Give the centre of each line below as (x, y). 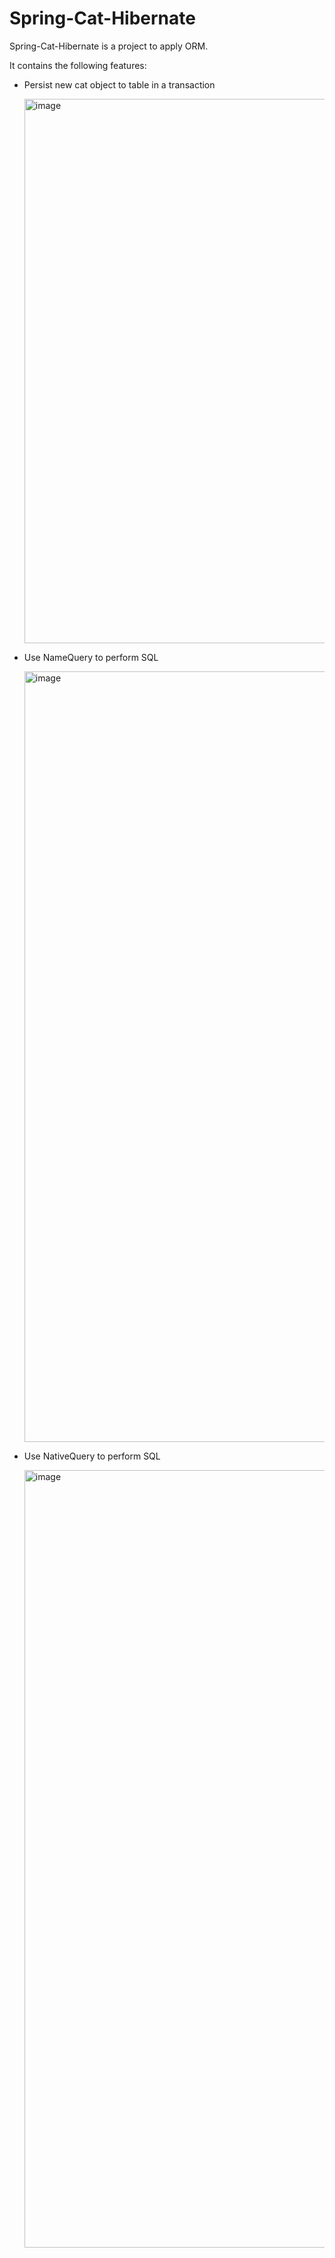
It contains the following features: (78, 65)
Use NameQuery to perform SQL (91, 657)
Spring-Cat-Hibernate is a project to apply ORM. (109, 46)
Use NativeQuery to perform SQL (92, 1456)
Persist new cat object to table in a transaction (119, 84)
